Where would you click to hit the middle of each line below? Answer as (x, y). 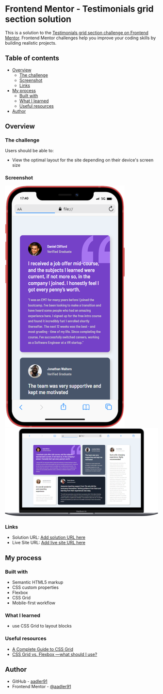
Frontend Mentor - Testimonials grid (79, 9)
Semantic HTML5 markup (38, 582)
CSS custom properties (35, 587)
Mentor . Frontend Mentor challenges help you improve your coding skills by (81, 38)
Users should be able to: (30, 151)
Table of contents (32, 58)
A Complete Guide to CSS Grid (43, 649)
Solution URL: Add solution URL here (49, 537)
